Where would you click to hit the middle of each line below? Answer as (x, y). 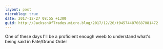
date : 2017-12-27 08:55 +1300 (36, 18)
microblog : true (21, 14)
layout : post (18, 9)
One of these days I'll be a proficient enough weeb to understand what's (78, 37)
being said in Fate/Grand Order (36, 42)
